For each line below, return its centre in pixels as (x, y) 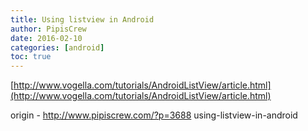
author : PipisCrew (48, 29)
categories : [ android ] (57, 47)
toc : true (31, 57)
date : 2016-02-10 (46, 38)
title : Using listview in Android (82, 19)
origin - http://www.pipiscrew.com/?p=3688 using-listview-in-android (154, 115)
